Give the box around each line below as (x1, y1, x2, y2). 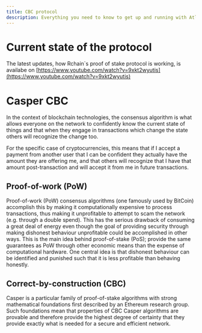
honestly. (6, 261, 29, 268)
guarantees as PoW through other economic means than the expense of (6, 242, 185, 249)
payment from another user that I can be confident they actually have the (6, 151, 188, 158)
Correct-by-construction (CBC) (6, 278, 126, 289)
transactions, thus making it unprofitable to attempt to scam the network (6, 210, 185, 217)
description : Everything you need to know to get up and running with (6, 14, 187, 20)
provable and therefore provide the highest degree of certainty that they (6, 314, 185, 320)
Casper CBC (6, 94, 69, 108)
